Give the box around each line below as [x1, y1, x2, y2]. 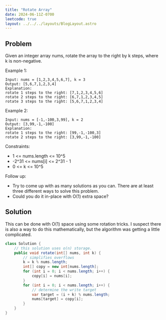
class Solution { [5, 241, 41, 246]
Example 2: [5, 108, 28, 114]
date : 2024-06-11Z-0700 [5, 12, 55, 17]
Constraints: [5, 144, 30, 150]
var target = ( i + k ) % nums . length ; [31, 292, 110, 297]
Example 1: [5, 68, 27, 74]
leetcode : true [5, 16, 37, 21]
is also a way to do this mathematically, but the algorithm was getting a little [5, 226, 160, 232]
